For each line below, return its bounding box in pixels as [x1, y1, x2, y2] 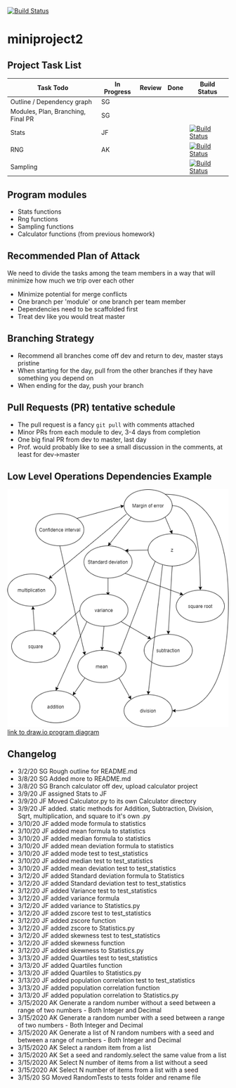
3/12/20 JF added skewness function [17, 938, 125, 947]
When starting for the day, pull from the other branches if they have [17, 366, 213, 375]
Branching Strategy [7, 332, 95, 344]
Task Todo [37, 84, 69, 91]
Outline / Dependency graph [10, 97, 93, 105]
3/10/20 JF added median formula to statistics [17, 834, 151, 843]
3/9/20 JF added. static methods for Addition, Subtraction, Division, [17, 804, 214, 812]
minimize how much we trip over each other [7, 276, 135, 285]
